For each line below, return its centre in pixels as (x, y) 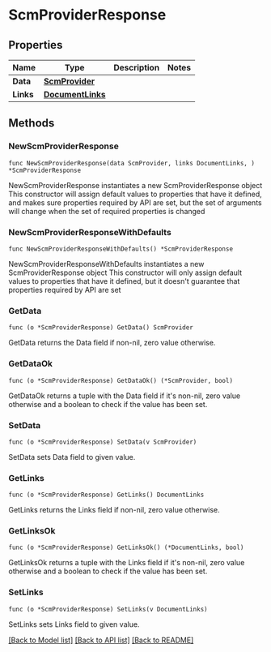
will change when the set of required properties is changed (107, 211)
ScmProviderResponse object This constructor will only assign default (125, 272)
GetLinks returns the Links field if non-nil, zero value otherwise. (114, 510)
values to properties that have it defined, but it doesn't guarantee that (124, 281)
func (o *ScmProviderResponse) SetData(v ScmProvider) (103, 442)
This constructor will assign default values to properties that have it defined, (135, 194)
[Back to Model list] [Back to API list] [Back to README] (101, 640)
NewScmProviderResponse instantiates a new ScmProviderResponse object (135, 185)
